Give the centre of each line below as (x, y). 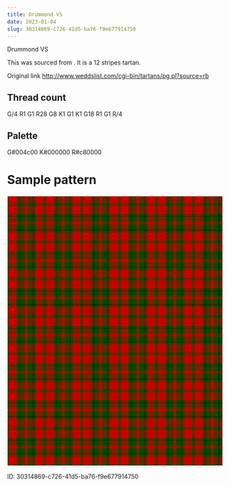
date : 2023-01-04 (32, 22)
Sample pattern (52, 180)
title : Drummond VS (35, 14)
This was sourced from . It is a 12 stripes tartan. (74, 62)
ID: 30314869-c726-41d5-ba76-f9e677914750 (73, 476)
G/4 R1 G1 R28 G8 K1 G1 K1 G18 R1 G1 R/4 (65, 114)
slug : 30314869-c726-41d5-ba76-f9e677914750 (72, 29)
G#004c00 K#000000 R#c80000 (54, 152)
